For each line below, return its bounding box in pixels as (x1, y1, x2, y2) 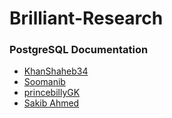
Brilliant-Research (9, 7, 164, 30)
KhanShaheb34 (23, 65, 89, 77)
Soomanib (23, 76, 66, 88)
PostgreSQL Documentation (9, 43, 149, 57)
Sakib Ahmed (23, 97, 80, 109)
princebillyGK (23, 87, 81, 99)
